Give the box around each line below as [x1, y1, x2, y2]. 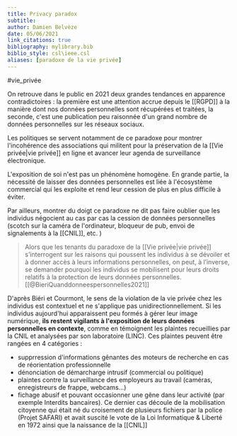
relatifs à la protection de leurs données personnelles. [24, 272, 182, 281]
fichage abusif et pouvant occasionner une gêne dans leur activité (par [17, 391, 225, 399]
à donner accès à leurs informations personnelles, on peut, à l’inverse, [24, 257, 230, 266]
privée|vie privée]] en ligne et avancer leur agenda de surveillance [7, 148, 201, 157]
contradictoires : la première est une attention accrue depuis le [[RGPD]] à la [7, 97, 230, 106]
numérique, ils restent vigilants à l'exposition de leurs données [7, 316, 195, 325]
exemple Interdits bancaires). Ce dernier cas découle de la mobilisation [17, 398, 225, 406]
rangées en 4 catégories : [7, 339, 83, 347]
